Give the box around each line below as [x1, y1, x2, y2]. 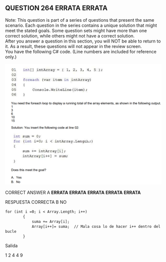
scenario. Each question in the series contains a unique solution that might [5, 22, 157, 28]
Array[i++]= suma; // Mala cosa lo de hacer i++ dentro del [31, 224, 161, 229]
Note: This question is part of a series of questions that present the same [5, 17, 155, 23]
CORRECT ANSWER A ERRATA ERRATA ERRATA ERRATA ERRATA [5, 189, 141, 195]
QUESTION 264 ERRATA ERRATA [5, 4, 108, 12]
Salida [5, 242, 18, 249]
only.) [5, 54, 17, 60]
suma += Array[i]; [31, 219, 70, 224]
